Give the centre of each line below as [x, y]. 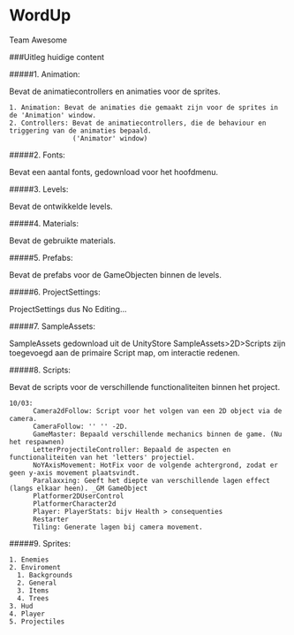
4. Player [27, 614]
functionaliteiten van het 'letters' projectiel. [102, 457]
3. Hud [21, 606]
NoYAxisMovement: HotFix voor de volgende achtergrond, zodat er [155, 465]
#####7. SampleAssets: [52, 326]
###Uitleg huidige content [57, 57]
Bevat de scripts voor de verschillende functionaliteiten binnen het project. [145, 386]
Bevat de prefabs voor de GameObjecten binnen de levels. [116, 274]
